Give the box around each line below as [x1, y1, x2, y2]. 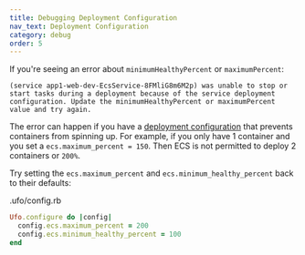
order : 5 [9, 38, 43, 48]
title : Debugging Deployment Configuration [9, 13, 178, 23]
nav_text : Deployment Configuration [9, 22, 149, 31]
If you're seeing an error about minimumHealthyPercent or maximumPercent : [9, 64, 285, 75]
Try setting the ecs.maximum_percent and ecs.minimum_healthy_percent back [9, 168, 294, 178]
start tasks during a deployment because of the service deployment [9, 89, 276, 98]
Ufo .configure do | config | [9, 213, 112, 222]
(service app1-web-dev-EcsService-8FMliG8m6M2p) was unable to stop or [9, 81, 288, 91]
